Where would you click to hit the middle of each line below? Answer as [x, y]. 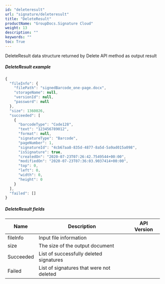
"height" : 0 [30, 179]
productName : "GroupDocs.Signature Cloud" [49, 23]
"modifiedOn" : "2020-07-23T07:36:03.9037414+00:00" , [73, 161]
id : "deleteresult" [25, 10]
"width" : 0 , [30, 175]
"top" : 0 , [28, 166]
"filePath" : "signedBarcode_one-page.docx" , [60, 88]
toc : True [15, 42]
